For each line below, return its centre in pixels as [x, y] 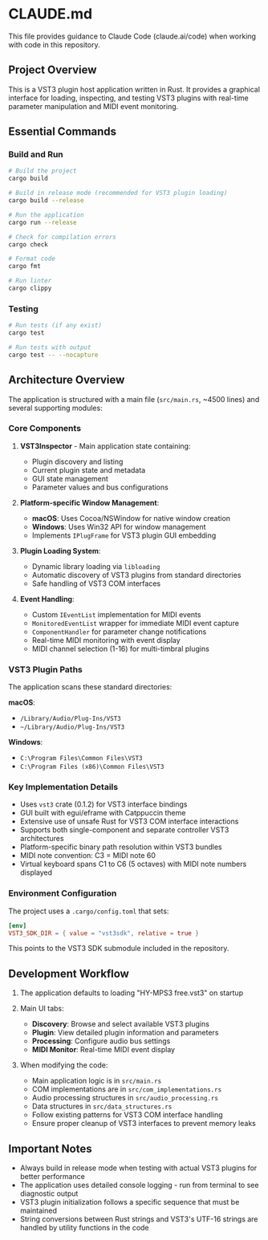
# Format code [32, 259]
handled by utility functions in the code [85, 1228]
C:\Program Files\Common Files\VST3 [81, 758]
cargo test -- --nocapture [53, 355]
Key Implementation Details [63, 787]
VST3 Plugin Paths [45, 669]
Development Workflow [69, 973]
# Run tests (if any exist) [55, 326]
